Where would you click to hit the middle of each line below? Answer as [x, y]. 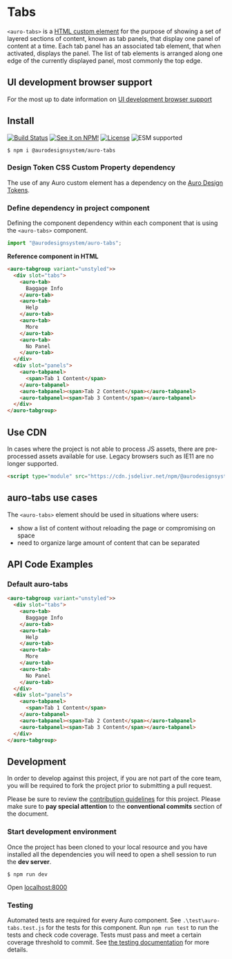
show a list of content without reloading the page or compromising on [116, 528]
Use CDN [27, 432]
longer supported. [33, 463]
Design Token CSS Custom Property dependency [91, 168]
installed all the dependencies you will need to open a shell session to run [112, 854]
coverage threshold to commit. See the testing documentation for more [108, 942]
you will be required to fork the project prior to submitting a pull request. [110, 786]
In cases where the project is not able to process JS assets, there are [106, 449]
